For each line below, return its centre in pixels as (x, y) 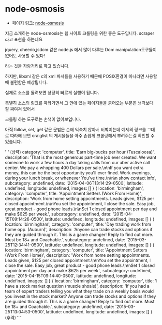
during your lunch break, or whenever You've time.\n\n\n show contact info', (81, 178)
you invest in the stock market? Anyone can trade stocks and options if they (81, 296)
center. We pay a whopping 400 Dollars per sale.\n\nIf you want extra (74, 168)
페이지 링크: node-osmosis (38, 23)
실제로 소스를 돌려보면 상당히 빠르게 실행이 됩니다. (52, 93)
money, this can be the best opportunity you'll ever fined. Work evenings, (78, 172)
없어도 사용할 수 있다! (25, 55)
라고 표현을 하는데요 (24, 39)
